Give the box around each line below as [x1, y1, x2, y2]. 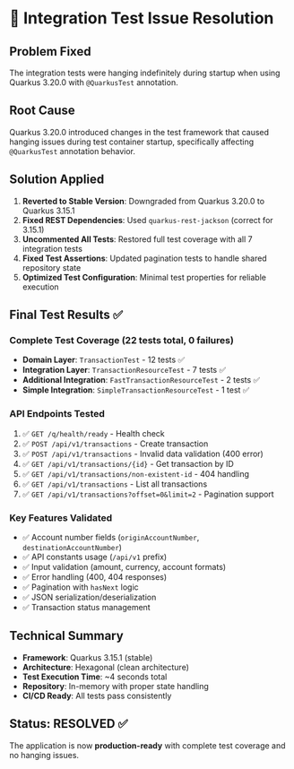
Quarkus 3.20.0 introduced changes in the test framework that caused [9, 126, 270, 137]
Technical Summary [9, 628, 124, 644]
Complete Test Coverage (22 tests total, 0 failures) [9, 333, 235, 346]
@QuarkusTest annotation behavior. [9, 145, 136, 156]
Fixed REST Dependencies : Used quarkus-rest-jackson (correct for [22, 214, 273, 225]
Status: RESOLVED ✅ [9, 716, 128, 731]
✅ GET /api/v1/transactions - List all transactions [22, 479, 208, 489]
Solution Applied [9, 172, 105, 187]
